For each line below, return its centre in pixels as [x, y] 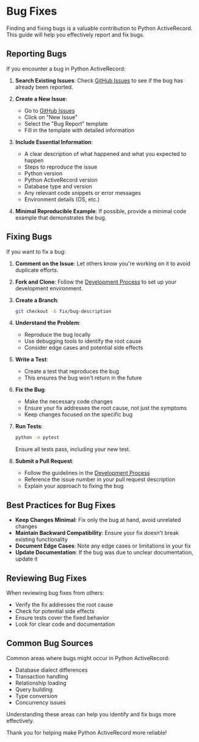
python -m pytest [37, 438]
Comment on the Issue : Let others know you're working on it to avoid [103, 263]
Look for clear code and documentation [65, 624]
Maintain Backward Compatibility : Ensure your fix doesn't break [97, 533]
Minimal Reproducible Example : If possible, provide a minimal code [101, 211]
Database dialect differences [51, 670]
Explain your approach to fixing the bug [74, 486]
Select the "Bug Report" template [66, 123]
